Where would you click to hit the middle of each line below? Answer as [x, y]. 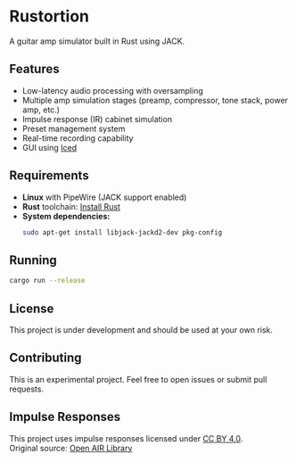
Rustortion [49, 16]
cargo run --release [48, 281]
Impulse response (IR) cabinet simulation [97, 119]
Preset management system [74, 128]
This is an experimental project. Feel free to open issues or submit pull [138, 379]
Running [33, 260]
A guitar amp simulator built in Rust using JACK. [97, 41]
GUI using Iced [49, 147]
